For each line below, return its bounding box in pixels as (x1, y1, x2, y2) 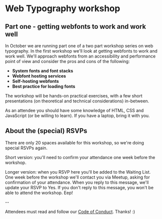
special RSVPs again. (5, 145, 48, 151)
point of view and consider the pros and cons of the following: (5, 59, 130, 64)
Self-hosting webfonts (12, 79, 60, 84)
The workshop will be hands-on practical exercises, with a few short (5, 93, 142, 99)
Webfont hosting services (12, 73, 66, 79)
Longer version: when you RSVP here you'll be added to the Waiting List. (5, 169, 151, 175)
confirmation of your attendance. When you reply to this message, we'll (5, 179, 149, 185)
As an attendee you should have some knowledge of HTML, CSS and (5, 108, 144, 113)
